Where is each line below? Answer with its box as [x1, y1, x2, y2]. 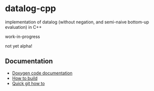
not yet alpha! [5, 43, 32, 49]
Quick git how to [12, 80, 45, 86]
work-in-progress [5, 34, 40, 39]
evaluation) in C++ [5, 24, 42, 30]
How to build [12, 75, 38, 81]
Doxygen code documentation [12, 70, 73, 76]
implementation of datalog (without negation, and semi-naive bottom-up [5, 19, 149, 25]
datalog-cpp [5, 3, 56, 14]
